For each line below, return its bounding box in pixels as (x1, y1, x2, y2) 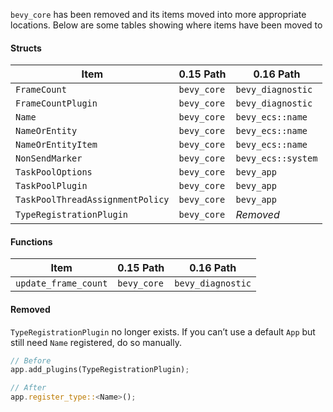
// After (10, 383, 47, 393)
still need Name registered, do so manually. (10, 336, 182, 348)
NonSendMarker (15, 153, 83, 164)
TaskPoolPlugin (15, 180, 88, 192)
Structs (10, 42, 42, 54)
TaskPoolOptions (15, 167, 93, 178)
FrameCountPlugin (15, 98, 98, 109)
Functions (10, 235, 53, 248)
